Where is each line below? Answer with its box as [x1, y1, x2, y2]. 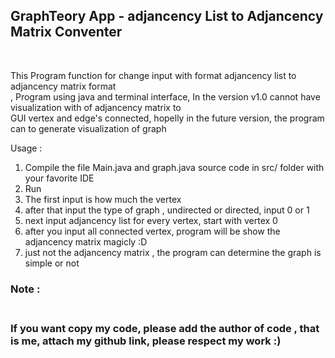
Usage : [10, 142, 43, 154]
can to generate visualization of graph [10, 122, 167, 134]
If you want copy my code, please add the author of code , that [10, 321, 320, 335]
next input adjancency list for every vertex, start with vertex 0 [24, 214, 278, 226]
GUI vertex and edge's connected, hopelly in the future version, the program [10, 112, 325, 124]
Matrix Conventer [10, 24, 123, 41]
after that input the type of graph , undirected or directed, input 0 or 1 [24, 204, 310, 216]
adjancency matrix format [10, 80, 117, 92]
